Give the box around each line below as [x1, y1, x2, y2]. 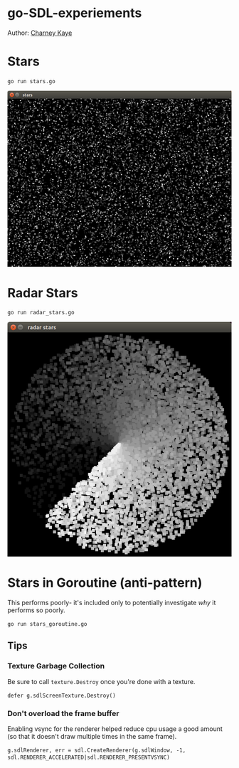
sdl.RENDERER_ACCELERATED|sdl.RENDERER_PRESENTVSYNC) [7, 754, 171, 761]
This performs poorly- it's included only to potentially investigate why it [7, 598, 216, 607]
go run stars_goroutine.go [7, 620, 87, 627]
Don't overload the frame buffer [7, 708, 119, 718]
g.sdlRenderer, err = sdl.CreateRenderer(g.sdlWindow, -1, [7, 747, 186, 754]
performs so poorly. [7, 606, 65, 614]
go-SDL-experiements [7, 5, 142, 21]
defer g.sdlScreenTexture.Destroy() [7, 692, 116, 699]
